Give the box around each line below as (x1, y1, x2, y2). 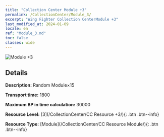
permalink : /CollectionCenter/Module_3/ (5, 12, 92, 17)
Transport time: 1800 (5, 92, 50, 98)
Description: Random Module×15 (5, 82, 75, 88)
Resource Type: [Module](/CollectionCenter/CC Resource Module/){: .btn (5, 121, 159, 127)
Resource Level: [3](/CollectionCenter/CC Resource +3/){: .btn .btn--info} (5, 111, 159, 117)
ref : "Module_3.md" (5, 31, 46, 36)
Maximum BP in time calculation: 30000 (5, 101, 91, 107)
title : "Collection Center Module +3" (5, 7, 87, 13)
